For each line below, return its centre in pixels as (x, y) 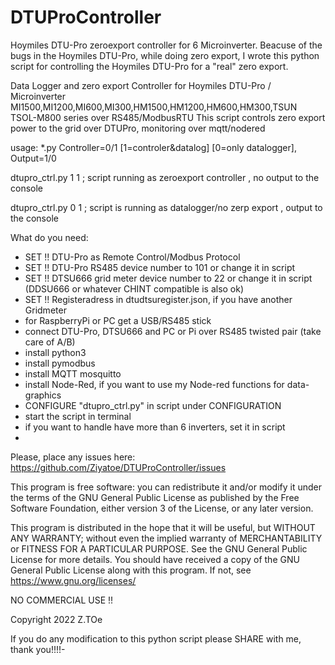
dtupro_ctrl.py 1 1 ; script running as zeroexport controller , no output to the (165, 177)
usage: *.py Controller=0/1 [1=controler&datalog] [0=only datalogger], (153, 147)
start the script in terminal (78, 416)
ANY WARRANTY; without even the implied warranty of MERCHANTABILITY (166, 538)
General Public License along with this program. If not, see (131, 570)
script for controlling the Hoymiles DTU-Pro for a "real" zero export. (149, 66)
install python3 (55, 352)
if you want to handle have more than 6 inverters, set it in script (155, 427)
